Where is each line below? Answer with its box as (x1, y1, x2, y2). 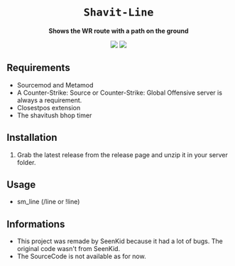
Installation (6, 132, 58, 144)
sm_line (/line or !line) (16, 198, 80, 206)
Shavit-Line (83, 6, 154, 19)
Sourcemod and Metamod (16, 80, 94, 89)
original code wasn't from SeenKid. (16, 245, 121, 253)
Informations (6, 218, 65, 230)
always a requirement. (16, 95, 82, 105)
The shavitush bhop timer (16, 111, 92, 119)
